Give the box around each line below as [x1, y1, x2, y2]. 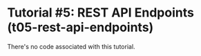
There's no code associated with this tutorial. [7, 42, 136, 50]
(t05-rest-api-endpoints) [7, 19, 154, 35]
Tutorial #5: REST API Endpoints [7, 5, 195, 21]
